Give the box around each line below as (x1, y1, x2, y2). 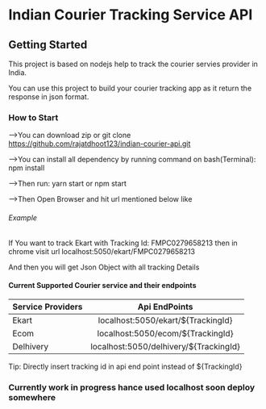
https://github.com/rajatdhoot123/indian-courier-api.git (8, 139, 191, 148)
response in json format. (8, 92, 89, 102)
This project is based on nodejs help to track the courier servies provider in (8, 59, 258, 69)
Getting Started (8, 38, 88, 52)
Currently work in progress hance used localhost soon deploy (8, 382, 256, 393)
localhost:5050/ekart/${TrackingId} (98, 315, 233, 326)
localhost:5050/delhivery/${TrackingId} (89, 340, 240, 352)
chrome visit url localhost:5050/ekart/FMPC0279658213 (8, 246, 196, 256)
